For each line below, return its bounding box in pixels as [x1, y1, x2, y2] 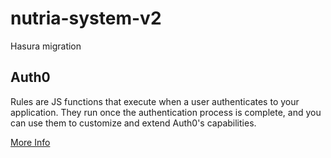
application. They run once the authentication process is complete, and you [10, 106, 322, 118]
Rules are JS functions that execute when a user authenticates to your [10, 95, 300, 107]
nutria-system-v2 [10, 7, 162, 30]
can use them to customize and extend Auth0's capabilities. [10, 117, 257, 129]
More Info [10, 136, 51, 148]
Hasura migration [10, 40, 82, 52]
